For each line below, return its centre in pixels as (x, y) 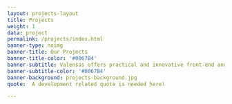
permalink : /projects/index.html (55, 39)
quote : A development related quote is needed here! (86, 84)
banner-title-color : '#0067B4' (52, 59)
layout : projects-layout (43, 13)
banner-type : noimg (35, 45)
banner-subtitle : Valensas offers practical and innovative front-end (111, 65)
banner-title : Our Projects (48, 52)
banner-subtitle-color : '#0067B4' (57, 71)
